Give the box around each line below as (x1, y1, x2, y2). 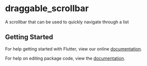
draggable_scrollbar (5, 3, 89, 14)
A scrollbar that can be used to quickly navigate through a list (5, 19, 129, 25)
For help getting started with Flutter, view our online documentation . (5, 46, 142, 51)
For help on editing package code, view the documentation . (5, 55, 125, 61)
